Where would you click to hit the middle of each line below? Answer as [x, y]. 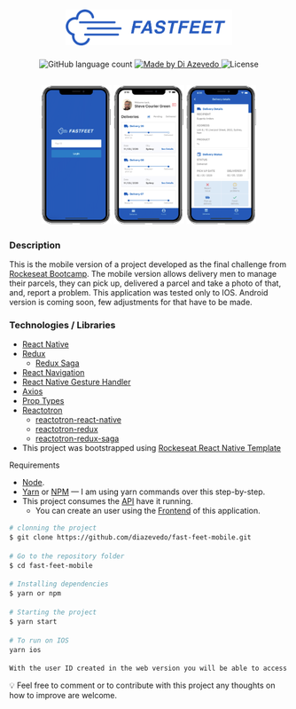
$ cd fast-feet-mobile [51, 565]
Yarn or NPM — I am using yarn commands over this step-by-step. [144, 492]
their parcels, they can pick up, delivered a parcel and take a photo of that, [145, 283]
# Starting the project [53, 612]
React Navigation [53, 373]
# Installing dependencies [59, 584]
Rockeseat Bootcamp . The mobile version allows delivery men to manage [143, 273]
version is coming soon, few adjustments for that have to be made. [131, 302]
